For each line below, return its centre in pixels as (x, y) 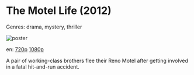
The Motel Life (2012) (59, 11)
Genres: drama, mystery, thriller (44, 27)
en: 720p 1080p (25, 49)
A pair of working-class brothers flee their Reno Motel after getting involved (97, 60)
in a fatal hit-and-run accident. (43, 67)
